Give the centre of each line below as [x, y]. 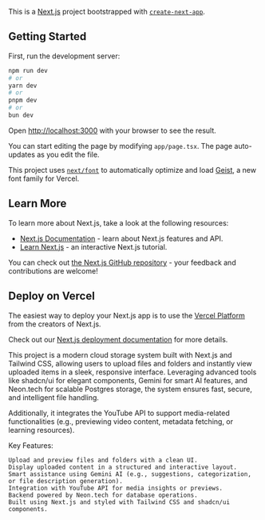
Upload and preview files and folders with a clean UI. [103, 460]
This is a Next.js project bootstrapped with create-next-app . [107, 12]
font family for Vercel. [44, 178]
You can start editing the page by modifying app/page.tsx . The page [121, 146]
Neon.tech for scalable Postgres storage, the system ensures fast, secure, [131, 389]
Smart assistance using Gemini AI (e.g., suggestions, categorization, [130, 474]
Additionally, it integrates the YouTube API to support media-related [119, 413]
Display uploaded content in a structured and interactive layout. [123, 467]
